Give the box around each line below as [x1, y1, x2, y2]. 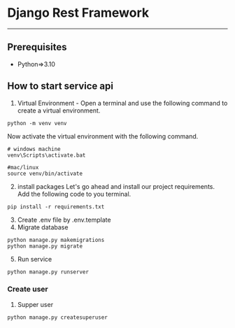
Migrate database [17, 222, 69, 231]
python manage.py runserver [7, 268, 90, 276]
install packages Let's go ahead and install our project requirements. [17, 182, 215, 190]
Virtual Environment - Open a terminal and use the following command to [17, 99, 228, 107]
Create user [7, 285, 48, 294]
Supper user [17, 300, 54, 308]
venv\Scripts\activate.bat [7, 152, 86, 159]
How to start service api [7, 80, 114, 92]
